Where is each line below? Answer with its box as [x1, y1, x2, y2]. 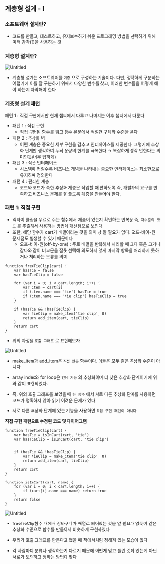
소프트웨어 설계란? [5, 21, 47, 28]
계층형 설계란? [5, 52, 37, 59]
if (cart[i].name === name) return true [23, 488, 107, 493]
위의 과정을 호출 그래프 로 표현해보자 [12, 337, 80, 343]
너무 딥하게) [33, 154, 56, 160]
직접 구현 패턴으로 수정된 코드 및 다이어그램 [5, 418, 87, 424]
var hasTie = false [14, 268, 54, 273]
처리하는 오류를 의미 [29, 253, 67, 259]
